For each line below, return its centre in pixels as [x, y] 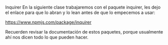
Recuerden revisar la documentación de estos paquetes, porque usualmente [84, 32]
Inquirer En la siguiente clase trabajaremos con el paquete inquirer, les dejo [83, 7]
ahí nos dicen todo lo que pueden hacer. [47, 37]
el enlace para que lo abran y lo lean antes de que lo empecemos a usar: [80, 12]
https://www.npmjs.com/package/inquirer [48, 22]
